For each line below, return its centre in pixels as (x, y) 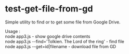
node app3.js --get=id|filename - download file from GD (61, 46)
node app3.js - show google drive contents (48, 36)
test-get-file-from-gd (49, 9)
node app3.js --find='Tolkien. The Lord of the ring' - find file (64, 41)
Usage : (13, 31)
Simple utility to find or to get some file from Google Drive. (63, 22)
